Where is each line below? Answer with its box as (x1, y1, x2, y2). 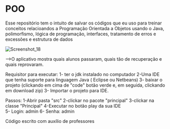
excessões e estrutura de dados (5, 36, 73, 42)
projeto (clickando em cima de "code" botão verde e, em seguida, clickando (5, 82, 165, 88)
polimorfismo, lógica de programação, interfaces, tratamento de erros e (5, 31, 157, 37)
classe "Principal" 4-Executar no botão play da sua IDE (5, 102, 121, 109)
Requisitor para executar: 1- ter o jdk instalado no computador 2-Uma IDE (5, 71, 160, 77)
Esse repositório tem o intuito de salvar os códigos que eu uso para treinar (5, 20, 162, 26)
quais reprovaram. (5, 61, 44, 67)
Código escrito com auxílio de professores (5, 118, 94, 124)
